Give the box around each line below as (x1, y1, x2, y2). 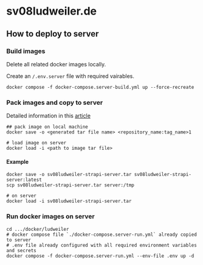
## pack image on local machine (6, 124, 88, 130)
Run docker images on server (6, 212, 95, 221)
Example (6, 158, 29, 165)
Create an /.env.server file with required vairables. (6, 72, 135, 80)
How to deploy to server (6, 29, 99, 39)
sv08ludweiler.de (6, 4, 97, 18)
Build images (6, 47, 46, 55)
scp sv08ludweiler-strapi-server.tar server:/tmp (6, 182, 135, 188)
